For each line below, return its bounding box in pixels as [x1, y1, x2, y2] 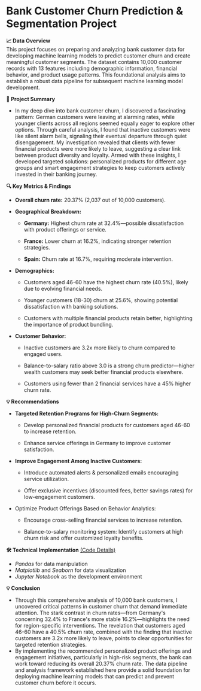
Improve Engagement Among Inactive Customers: [14, 457, 142, 464]
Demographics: [14, 267, 55, 274]
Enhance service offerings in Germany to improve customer [23, 439, 171, 446]
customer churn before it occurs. [14, 679, 97, 686]
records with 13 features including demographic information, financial [6, 65, 178, 72]
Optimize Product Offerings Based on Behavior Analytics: [14, 504, 156, 512]
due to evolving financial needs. [23, 285, 103, 292]
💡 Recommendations [6, 398, 59, 405]
